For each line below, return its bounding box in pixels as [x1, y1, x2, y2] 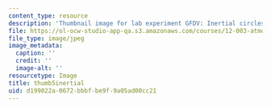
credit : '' [15, 57, 52, 65]
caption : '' [15, 49, 56, 57]
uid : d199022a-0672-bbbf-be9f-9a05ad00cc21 [8, 86, 157, 95]
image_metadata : [8, 42, 63, 50]
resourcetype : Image [8, 72, 78, 80]
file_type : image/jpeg [8, 34, 85, 43]
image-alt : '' [15, 64, 63, 72]
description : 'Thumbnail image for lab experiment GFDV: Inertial [8, 19, 236, 27]
